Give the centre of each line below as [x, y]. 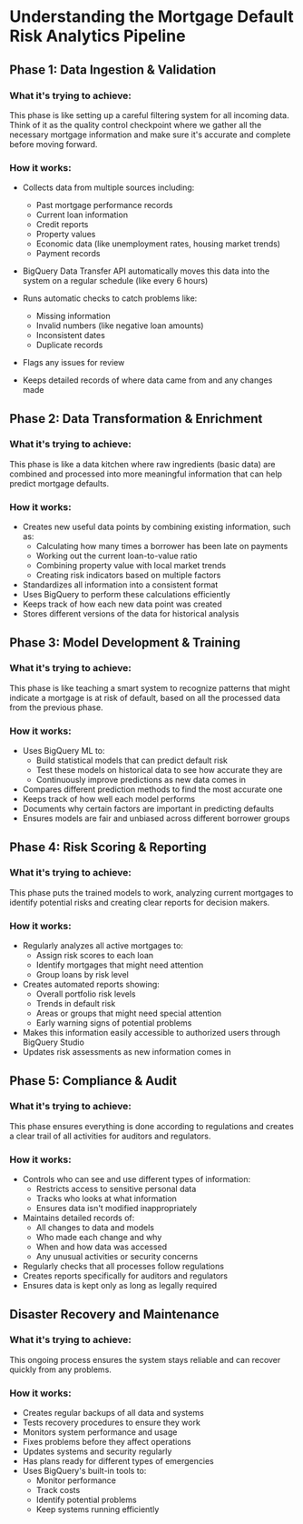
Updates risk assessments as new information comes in [127, 1052]
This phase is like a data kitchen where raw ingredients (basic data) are [142, 464]
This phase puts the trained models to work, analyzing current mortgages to [151, 892]
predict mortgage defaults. [59, 483]
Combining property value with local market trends [131, 566]
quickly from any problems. [60, 1369]
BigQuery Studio [53, 1042]
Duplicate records [69, 345]
